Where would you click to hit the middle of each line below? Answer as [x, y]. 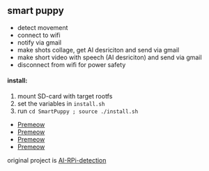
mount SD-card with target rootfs [65, 96]
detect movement [42, 27]
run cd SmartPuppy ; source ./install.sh [78, 111]
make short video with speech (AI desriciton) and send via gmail [109, 57]
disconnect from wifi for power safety [71, 64]
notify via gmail [39, 42]
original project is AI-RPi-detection [57, 161]
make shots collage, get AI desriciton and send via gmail [98, 50]
